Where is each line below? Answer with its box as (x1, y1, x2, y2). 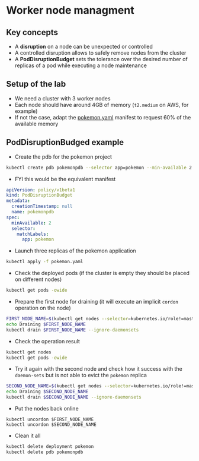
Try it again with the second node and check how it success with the (14, 365, 182, 372)
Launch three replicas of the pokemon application (14, 247, 136, 254)
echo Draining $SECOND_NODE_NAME (6, 389, 89, 395)
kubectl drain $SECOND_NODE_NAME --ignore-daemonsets (6, 394, 142, 400)
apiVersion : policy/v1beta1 (6, 187, 76, 193)
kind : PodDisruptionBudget (6, 192, 73, 198)
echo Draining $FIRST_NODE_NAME (6, 321, 86, 327)
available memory (14, 120, 59, 127)
